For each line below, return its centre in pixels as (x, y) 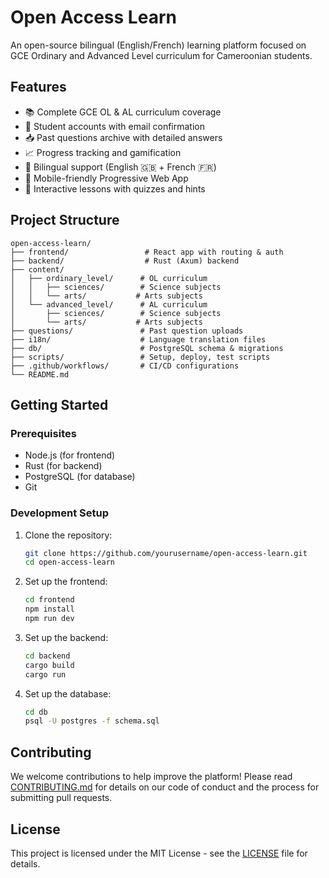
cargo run (45, 674)
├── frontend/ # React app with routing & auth (147, 252)
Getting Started (59, 404)
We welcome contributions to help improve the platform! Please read (151, 777)
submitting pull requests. (61, 798)
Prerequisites (43, 433)
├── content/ (37, 269)
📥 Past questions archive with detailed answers (123, 137)
